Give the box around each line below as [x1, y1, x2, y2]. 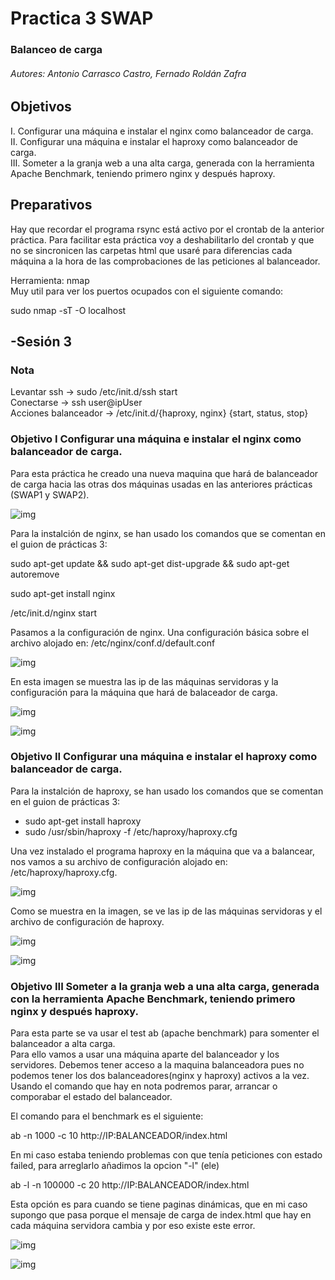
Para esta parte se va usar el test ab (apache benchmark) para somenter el [10, 1027, 320, 1039]
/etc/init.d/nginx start [10, 607, 98, 619]
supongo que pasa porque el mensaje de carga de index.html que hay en [10, 1209, 312, 1221]
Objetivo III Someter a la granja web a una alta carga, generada [10, 979, 320, 993]
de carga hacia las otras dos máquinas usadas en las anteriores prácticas [10, 478, 313, 490]
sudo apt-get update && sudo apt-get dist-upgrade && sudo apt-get [10, 557, 290, 569]
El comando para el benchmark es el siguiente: [10, 1110, 204, 1122]
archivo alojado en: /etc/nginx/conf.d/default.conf [10, 637, 216, 649]
